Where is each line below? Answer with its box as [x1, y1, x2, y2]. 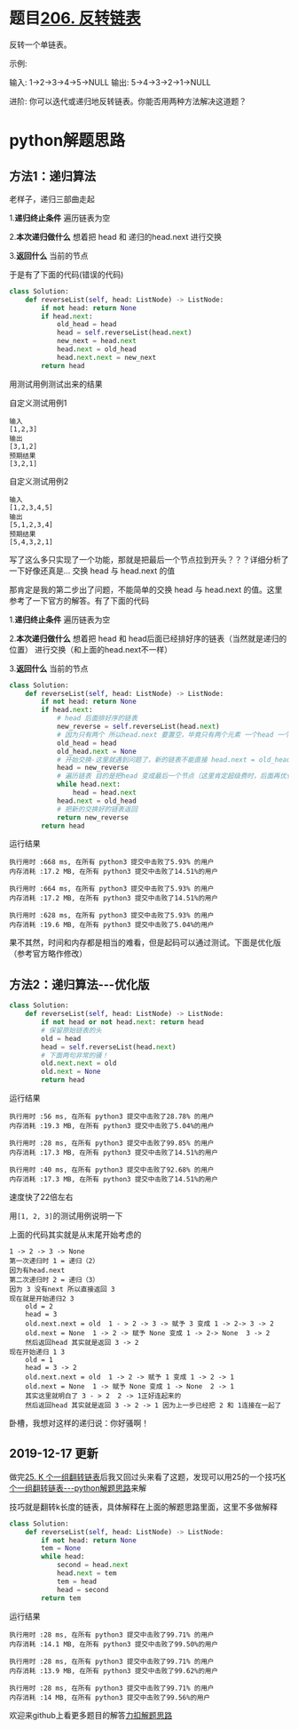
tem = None [41, 1544, 82, 1553]
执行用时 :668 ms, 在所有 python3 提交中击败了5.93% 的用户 [9, 858, 215, 867]
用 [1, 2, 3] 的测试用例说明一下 [9, 1211, 123, 1221]
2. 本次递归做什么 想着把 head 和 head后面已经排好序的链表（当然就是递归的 [9, 633, 287, 644]
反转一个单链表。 [9, 39, 72, 50]
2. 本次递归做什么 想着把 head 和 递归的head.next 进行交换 [9, 231, 222, 242]
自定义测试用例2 [9, 476, 69, 486]
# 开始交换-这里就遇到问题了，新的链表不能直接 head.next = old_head [56, 755, 291, 764]
